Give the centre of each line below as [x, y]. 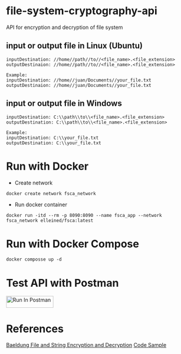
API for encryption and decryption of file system [65, 27]
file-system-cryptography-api [82, 11]
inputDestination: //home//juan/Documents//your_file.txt [79, 80]
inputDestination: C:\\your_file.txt [52, 138]
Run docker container [41, 204]
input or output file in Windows [64, 104]
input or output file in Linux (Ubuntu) [75, 46]
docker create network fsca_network [51, 193]
